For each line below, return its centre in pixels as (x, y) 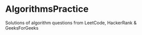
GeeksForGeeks (22, 28)
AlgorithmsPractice (47, 9)
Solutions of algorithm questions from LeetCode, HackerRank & (71, 23)
